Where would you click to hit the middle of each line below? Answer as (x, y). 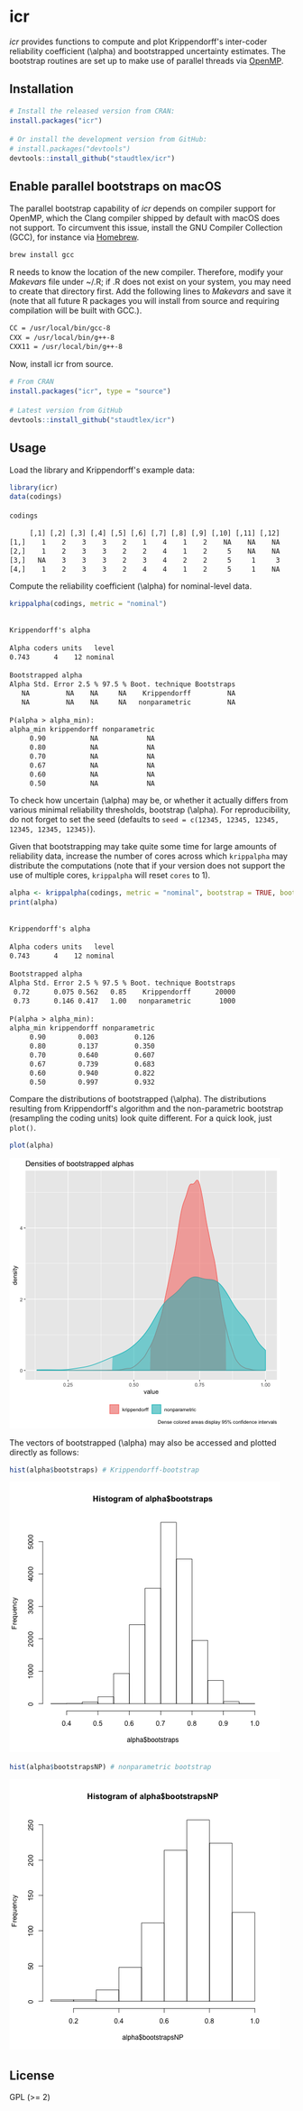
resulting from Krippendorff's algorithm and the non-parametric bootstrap (147, 1108)
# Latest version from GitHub (66, 410)
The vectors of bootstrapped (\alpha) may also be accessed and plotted (143, 1442)
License (32, 2075)
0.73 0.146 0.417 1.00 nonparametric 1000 (124, 1001)
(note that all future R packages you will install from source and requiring (144, 300)
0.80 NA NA (92, 747)
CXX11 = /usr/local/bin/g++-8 (66, 347)
